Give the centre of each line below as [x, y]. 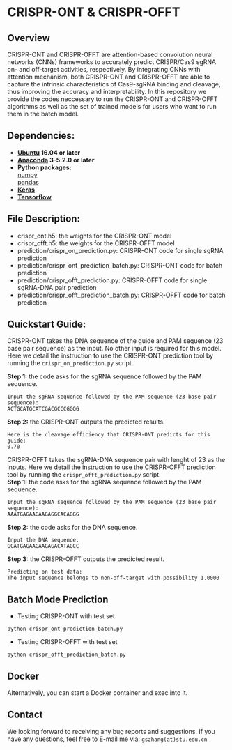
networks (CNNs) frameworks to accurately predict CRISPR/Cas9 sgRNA [112, 62]
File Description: [44, 219]
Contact [25, 715]
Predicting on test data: [45, 572]
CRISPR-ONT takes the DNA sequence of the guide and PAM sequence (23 [115, 341]
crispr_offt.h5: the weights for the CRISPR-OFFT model [96, 243]
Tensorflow [34, 197]
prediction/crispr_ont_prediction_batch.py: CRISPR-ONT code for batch [120, 265]
